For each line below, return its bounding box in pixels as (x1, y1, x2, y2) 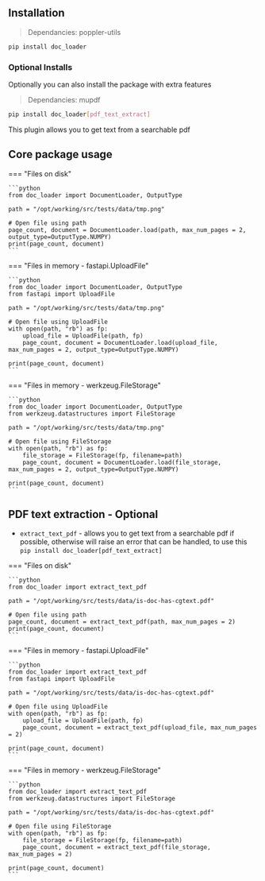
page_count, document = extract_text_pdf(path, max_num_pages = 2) (8, 618, 236, 626)
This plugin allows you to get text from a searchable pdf (8, 125, 190, 134)
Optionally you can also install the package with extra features (8, 79, 212, 89)
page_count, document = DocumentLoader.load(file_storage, (22, 458, 222, 466)
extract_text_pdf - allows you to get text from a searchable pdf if (19, 528, 235, 539)
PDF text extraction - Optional (8, 508, 159, 521)
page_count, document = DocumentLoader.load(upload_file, (22, 338, 218, 346)
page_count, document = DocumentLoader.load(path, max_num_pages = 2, (8, 226, 247, 234)
